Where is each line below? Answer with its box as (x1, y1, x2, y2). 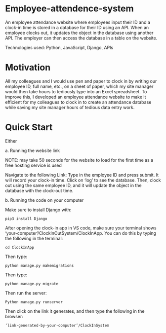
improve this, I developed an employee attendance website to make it (5, 94, 146, 100)
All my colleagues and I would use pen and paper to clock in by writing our (5, 78, 157, 84)
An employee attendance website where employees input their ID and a (5, 19, 151, 25)
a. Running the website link (5, 148, 60, 153)
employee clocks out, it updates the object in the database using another (5, 30, 154, 36)
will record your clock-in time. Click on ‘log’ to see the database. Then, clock (5, 177, 161, 183)
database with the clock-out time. (5, 187, 74, 193)
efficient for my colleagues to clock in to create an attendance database (5, 99, 152, 105)
